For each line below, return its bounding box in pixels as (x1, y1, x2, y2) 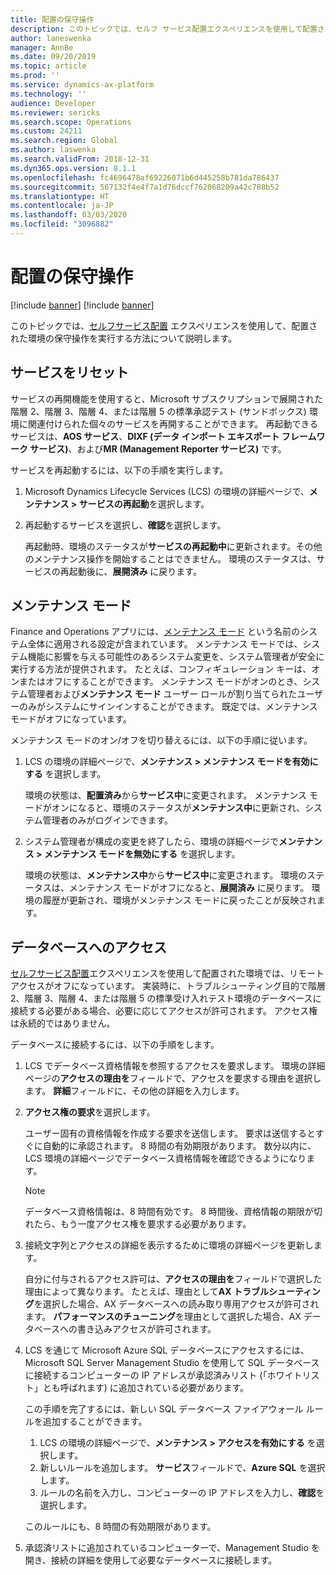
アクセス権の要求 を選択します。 (24, 1106, 156, 1118)
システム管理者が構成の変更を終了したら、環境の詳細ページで (24, 836, 280, 848)
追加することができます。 (42, 1416, 148, 1428)
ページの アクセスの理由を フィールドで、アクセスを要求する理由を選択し (24, 1072, 322, 1085)
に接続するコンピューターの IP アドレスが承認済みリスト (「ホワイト (24, 1369, 303, 1381)
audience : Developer (10, 98, 97, 108)
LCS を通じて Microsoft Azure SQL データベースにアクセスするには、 (24, 1344, 310, 1356)
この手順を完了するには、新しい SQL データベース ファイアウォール (24, 1403, 304, 1415)
